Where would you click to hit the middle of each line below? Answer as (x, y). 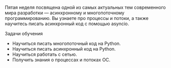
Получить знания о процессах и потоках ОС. (61, 60)
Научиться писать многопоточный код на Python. (66, 43)
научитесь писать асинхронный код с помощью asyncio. (67, 24)
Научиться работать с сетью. (45, 54)
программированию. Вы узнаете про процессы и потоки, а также (77, 18)
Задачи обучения (24, 33)
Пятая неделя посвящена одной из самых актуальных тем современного (85, 7)
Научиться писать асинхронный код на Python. (64, 49)
